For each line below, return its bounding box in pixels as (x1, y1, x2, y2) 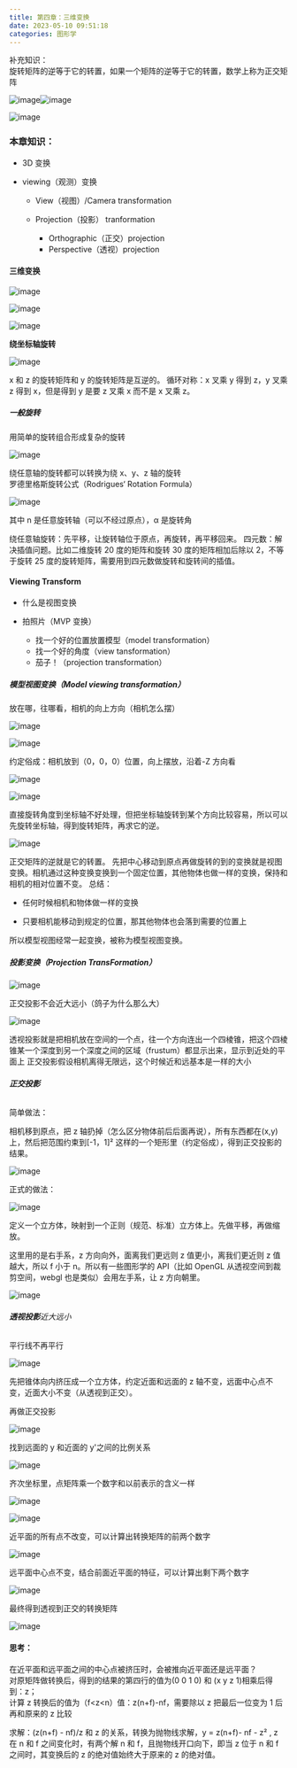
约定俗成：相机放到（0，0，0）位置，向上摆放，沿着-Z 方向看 (9, 756, 236, 767)
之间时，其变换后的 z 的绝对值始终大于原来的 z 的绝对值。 (9, 1749, 221, 1759)
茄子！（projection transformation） (34, 657, 167, 668)
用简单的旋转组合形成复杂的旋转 (9, 431, 126, 442)
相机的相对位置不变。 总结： (9, 879, 112, 889)
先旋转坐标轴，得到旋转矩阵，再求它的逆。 (9, 820, 164, 831)
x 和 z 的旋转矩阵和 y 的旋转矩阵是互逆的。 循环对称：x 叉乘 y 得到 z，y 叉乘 (9, 374, 288, 385)
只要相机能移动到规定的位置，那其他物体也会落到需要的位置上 (21, 916, 247, 927)
